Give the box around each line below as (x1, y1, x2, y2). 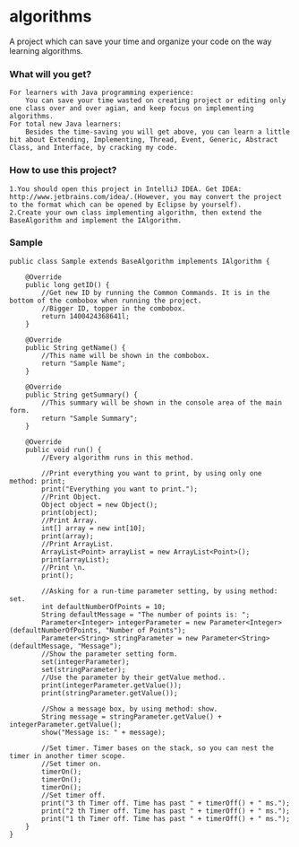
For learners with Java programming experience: (9, 88, 194, 98)
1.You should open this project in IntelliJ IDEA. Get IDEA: (9, 184, 243, 194)
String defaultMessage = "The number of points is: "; (41, 610, 251, 619)
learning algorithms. (9, 45, 83, 56)
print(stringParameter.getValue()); (41, 688, 178, 697)
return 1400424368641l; (41, 311, 130, 320)
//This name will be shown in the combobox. (41, 351, 210, 360)
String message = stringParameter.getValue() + (41, 712, 222, 721)
